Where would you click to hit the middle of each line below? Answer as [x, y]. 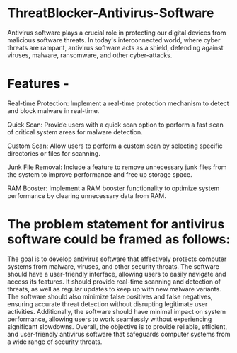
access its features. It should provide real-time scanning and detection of [114, 282]
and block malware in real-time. [53, 110]
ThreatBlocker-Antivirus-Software [111, 13]
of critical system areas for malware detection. [75, 132]
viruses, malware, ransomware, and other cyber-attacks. [90, 55]
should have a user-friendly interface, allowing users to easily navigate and [117, 274]
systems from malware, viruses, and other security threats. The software [114, 266]
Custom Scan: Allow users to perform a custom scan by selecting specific [115, 146]
